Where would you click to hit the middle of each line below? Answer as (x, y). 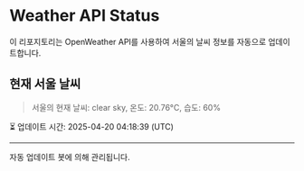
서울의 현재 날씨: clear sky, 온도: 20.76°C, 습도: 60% (126, 107)
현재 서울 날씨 (45, 84)
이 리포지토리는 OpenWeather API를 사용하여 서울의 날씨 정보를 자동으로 (138, 41)
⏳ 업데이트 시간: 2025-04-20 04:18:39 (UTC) (92, 126)
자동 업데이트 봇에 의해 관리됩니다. (70, 157)
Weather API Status (85, 16)
